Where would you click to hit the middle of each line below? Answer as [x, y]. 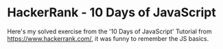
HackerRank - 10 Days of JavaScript [111, 13]
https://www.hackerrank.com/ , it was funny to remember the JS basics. [108, 38]
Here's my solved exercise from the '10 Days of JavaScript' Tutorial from [109, 31]
